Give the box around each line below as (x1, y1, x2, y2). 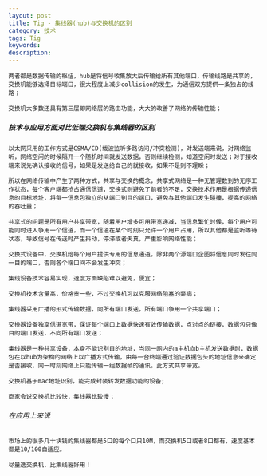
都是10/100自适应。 (8, 446, 66, 454)
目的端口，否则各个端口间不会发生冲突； (14, 259, 128, 267)
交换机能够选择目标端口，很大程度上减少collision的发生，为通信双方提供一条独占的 (8, 81, 249, 89)
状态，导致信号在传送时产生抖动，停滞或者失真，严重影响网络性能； (8, 235, 198, 243)
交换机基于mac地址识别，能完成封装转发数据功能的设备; (8, 377, 166, 385)
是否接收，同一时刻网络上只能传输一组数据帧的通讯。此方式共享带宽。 (8, 361, 205, 370)
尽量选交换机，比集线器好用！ (8, 461, 92, 470)
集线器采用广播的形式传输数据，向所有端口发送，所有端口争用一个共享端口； (8, 305, 222, 313)
